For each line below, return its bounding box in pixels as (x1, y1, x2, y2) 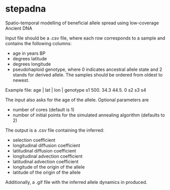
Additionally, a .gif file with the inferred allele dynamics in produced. (5, 179, 148, 185)
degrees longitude (12, 61, 51, 67)
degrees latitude (12, 55, 47, 61)
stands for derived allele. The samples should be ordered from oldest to (12, 71, 163, 78)
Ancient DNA (5, 25, 32, 31)
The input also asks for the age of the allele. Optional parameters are (5, 97, 149, 103)
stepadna (5, 3, 46, 15)
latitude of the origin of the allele (12, 169, 81, 175)
